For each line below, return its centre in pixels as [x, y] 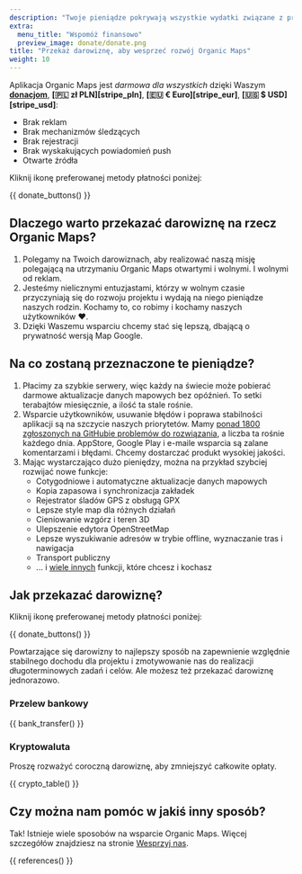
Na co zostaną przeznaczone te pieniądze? [132, 364]
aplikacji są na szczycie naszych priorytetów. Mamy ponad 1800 [141, 424]
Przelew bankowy [49, 704]
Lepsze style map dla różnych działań [106, 510]
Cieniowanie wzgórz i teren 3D [93, 519]
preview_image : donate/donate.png [82, 43]
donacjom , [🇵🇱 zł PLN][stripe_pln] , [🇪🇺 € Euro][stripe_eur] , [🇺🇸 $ [138, 94]
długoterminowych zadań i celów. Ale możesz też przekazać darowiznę [142, 671]
